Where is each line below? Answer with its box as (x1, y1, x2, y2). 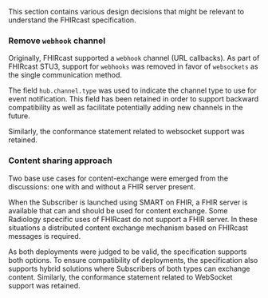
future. (8, 111, 30, 121)
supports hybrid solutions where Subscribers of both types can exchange (8, 264, 250, 273)
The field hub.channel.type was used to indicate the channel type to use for (8, 85, 257, 95)
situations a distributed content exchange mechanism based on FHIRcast (8, 223, 249, 232)
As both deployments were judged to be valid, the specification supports (8, 247, 247, 256)
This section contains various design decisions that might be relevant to (8, 7, 245, 16)
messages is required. (8, 231, 81, 240)
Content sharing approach (8, 155, 113, 166)
